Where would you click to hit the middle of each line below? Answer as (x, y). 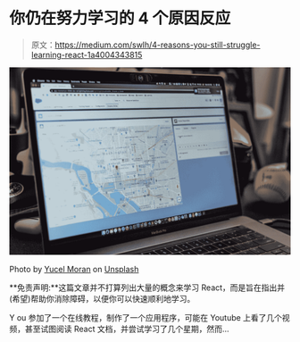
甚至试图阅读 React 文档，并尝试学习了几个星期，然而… (127, 329)
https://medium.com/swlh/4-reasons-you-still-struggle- (158, 45)
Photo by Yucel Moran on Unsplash (74, 269)
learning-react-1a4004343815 (87, 54)
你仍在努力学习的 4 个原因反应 (120, 18)
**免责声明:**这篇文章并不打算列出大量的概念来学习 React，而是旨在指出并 (147, 288)
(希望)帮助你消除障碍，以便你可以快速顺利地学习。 (102, 298)
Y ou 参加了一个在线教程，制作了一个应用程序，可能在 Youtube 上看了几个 (146, 317)
